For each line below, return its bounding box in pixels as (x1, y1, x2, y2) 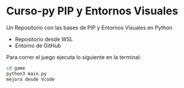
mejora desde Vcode (6, 76, 55, 82)
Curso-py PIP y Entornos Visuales (6, 4, 179, 18)
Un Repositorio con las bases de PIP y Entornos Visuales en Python (6, 24, 173, 31)
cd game (6, 65, 26, 71)
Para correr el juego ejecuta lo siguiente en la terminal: (6, 53, 141, 60)
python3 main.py (6, 71, 47, 77)
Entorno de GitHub (14, 42, 61, 49)
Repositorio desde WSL (14, 35, 73, 43)
